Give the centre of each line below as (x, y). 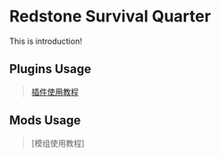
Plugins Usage (51, 69)
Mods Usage (45, 121)
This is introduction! (46, 41)
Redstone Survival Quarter (110, 17)
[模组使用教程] (58, 143)
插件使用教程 (55, 92)
